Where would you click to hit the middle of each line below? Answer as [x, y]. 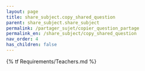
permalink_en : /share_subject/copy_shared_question [71, 34]
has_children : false [32, 45]
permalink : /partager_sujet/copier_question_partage [73, 28]
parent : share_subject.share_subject [53, 22]
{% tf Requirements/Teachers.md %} [51, 61]
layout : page [22, 12]
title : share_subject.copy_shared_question [61, 17]
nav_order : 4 [22, 39]
